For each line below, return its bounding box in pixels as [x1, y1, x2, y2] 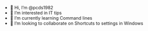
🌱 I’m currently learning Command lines [10, 15, 92, 21]
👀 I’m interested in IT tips [10, 10, 62, 16]
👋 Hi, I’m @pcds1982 [10, 5, 54, 10]
